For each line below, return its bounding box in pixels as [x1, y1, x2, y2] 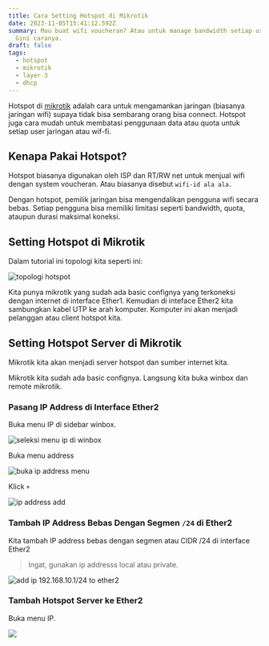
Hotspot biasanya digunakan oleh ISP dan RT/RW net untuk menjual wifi [8, 171, 246, 180]
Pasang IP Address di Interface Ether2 [8, 402, 159, 413]
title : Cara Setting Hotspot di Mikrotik [8, 11, 149, 20]
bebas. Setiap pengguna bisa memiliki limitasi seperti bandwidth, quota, [8, 204, 246, 213]
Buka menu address [8, 450, 74, 461]
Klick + [8, 482, 30, 491]
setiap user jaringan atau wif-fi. [8, 126, 112, 136]
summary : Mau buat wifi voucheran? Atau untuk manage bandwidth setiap [8, 26, 252, 34]
